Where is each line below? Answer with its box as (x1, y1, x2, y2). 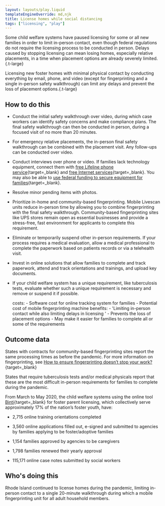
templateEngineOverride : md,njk (5, 12, 71, 17)
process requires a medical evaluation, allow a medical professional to (12, 240, 155, 246)
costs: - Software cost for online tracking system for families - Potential (12, 300, 158, 306)
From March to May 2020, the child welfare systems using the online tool (5, 393, 153, 400)
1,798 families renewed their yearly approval (12, 448, 102, 454)
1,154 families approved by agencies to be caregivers (12, 438, 120, 444)
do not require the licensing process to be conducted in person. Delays (5, 45, 149, 51)
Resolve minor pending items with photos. (12, 190, 98, 195)
